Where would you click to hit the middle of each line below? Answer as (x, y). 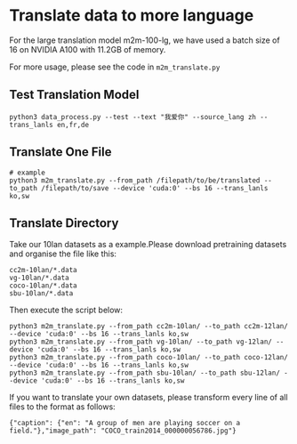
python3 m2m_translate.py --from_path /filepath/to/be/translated (135, 180)
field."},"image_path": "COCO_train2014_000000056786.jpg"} (123, 431)
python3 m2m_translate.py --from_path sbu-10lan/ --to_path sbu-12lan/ (144, 373)
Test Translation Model (74, 95)
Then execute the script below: (66, 310)
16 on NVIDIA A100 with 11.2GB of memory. (88, 49)
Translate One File (60, 152)
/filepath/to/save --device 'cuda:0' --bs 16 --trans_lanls (155, 188)
